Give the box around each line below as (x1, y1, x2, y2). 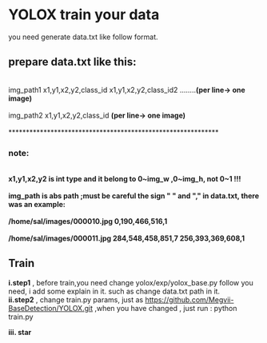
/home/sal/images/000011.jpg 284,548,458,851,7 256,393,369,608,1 (8, 233, 245, 243)
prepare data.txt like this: (8, 55, 137, 69)
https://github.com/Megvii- (145, 294, 234, 305)
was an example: (8, 200, 66, 209)
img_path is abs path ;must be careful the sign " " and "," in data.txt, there (8, 191, 260, 201)
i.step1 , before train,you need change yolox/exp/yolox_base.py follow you (8, 277, 254, 287)
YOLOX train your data (8, 6, 160, 24)
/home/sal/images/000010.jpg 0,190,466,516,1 (8, 217, 168, 226)
